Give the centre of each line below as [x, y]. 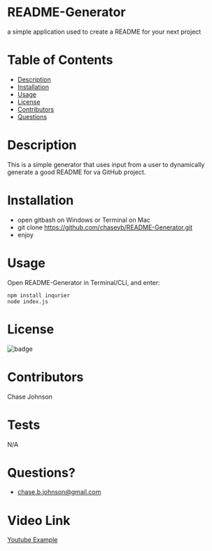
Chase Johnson [30, 397]
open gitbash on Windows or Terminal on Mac [84, 220]
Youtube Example [33, 540]
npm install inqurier [39, 296]
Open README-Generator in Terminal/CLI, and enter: [84, 282]
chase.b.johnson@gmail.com [59, 492]
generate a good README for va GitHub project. [77, 172]
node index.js [28, 301]
